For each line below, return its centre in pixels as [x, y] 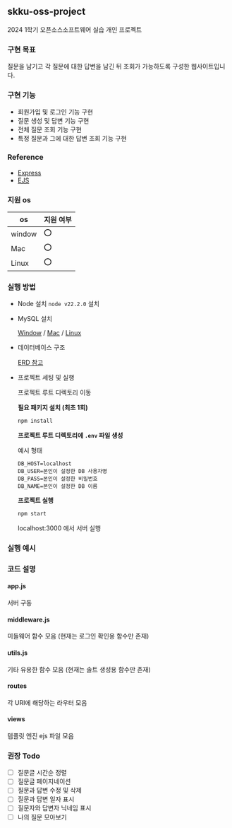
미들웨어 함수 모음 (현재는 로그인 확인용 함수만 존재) [78, 636]
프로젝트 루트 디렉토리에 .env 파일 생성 [70, 436]
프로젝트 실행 [36, 501]
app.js [17, 586]
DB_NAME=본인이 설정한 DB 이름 [57, 486]
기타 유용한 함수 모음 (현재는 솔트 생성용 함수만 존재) [79, 669]
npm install [35, 421]
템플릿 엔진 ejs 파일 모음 [41, 735]
